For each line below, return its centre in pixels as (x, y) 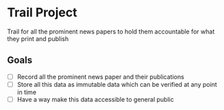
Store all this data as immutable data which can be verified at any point (117, 84)
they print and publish (38, 38)
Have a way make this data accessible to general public (96, 99)
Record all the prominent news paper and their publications (101, 77)
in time (26, 92)
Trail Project (42, 13)
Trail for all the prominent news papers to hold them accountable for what (111, 31)
